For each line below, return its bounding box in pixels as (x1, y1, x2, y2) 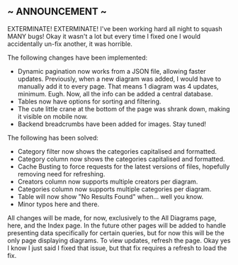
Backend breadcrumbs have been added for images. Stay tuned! (17, 120, 207, 128)
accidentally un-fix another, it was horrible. (7, 39, 133, 48)
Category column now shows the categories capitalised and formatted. (17, 154, 225, 163)
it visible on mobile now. (17, 112, 89, 120)
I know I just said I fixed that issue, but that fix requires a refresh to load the (7, 244, 227, 252)
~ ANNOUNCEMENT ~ (7, 6, 108, 18)
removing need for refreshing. (17, 169, 106, 178)
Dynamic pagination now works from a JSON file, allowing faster (17, 67, 207, 75)
